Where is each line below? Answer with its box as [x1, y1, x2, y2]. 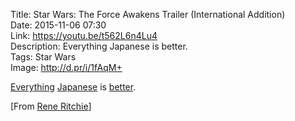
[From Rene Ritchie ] [10, 100, 92, 112]
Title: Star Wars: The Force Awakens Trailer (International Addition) [10, 9, 286, 20]
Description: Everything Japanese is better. [10, 40, 188, 52]
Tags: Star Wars [10, 51, 77, 63]
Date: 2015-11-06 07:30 [10, 19, 107, 31]
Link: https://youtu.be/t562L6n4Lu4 [10, 30, 158, 41]
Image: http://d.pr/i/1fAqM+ [10, 62, 123, 73]
